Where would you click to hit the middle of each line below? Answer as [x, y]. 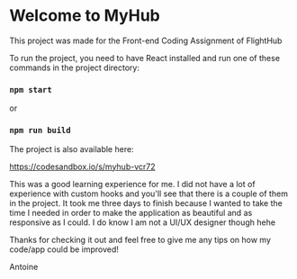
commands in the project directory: [74, 67]
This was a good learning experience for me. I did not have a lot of [132, 184]
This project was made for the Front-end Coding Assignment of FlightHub [146, 40]
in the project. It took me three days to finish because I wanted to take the [146, 202]
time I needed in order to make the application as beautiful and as [131, 212]
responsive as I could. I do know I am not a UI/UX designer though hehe [143, 222]
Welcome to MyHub [85, 16]
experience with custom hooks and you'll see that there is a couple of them [148, 193]
